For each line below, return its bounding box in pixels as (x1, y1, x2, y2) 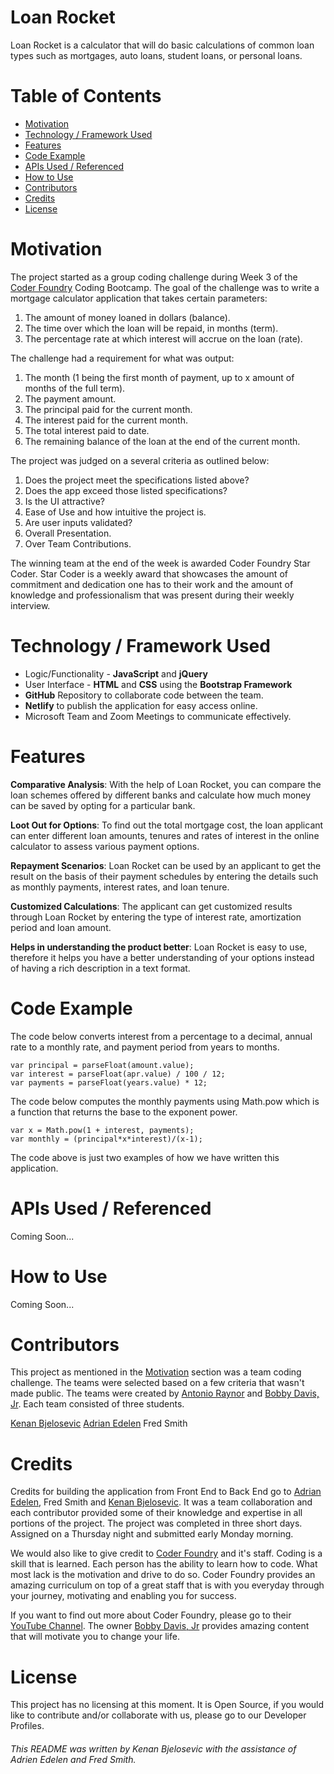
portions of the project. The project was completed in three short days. (10, 1517, 303, 1530)
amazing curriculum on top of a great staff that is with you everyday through (10, 1579, 325, 1591)
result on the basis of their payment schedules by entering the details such (10, 870, 319, 882)
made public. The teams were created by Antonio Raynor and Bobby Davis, (10, 1387, 320, 1400)
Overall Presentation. (24, 527, 112, 539)
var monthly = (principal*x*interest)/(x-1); (10, 1134, 203, 1144)
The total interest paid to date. (24, 424, 150, 436)
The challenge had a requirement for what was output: (10, 352, 235, 364)
